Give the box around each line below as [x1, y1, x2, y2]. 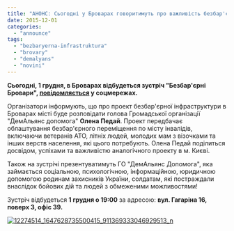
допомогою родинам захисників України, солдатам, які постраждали [7, 175, 214, 183]
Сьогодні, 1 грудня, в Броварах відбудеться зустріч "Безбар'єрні [7, 81, 206, 89]
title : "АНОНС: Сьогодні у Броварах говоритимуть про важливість [7, 10, 201, 17]
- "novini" [13, 62, 45, 69]
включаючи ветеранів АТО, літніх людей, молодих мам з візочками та [7, 132, 216, 140]
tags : [7, 36, 23, 43]
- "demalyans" [13, 56, 54, 63]
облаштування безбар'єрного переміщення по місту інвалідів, [7, 124, 193, 132]
